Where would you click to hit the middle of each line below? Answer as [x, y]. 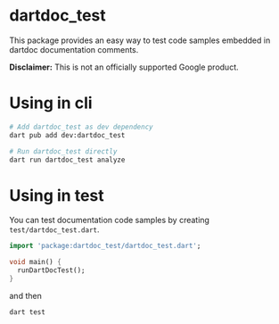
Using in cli [51, 103]
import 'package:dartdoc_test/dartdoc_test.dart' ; [105, 246]
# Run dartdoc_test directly [63, 151]
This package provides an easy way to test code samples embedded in [140, 40]
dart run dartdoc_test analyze [67, 160]
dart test [28, 312]
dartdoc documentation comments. [74, 49]
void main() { [36, 262]
